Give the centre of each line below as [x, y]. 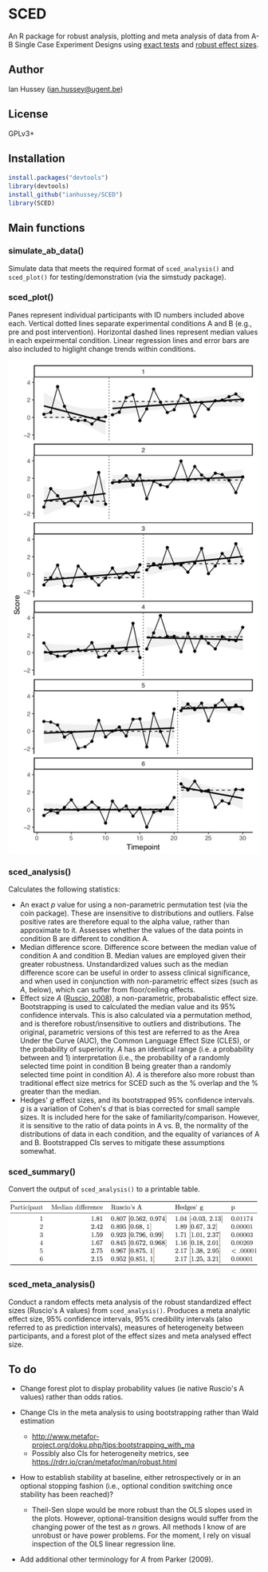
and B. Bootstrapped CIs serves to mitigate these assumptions [122, 1142]
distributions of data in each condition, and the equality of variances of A [140, 1134]
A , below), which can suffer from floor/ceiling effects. [107, 989]
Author [26, 70]
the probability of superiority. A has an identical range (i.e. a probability [137, 1049]
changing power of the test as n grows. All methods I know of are [139, 1527]
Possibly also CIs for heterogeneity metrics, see [110, 1454]
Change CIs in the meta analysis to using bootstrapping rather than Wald [139, 1413]
